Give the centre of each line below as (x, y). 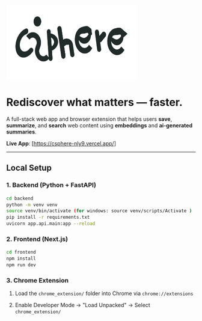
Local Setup (29, 168)
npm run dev (21, 265)
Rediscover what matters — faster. (95, 102)
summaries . (22, 132)
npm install (21, 259)
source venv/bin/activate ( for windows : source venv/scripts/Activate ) (99, 211)
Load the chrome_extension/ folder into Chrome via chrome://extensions (104, 293)
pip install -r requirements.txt (48, 218)
